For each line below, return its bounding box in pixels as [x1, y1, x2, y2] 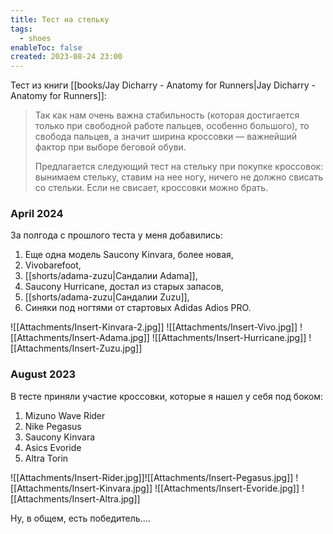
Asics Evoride [24, 441, 82, 453]
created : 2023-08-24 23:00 [10, 52, 123, 62]
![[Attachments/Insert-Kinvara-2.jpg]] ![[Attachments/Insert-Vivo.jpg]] [10, 321, 298, 333]
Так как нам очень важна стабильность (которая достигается [34, 109, 300, 121]
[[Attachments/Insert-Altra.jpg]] [10, 492, 141, 505]
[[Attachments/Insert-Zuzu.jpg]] [10, 342, 143, 355]
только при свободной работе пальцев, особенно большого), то [34, 120, 310, 132]
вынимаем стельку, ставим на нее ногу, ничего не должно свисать [34, 171, 323, 183]
